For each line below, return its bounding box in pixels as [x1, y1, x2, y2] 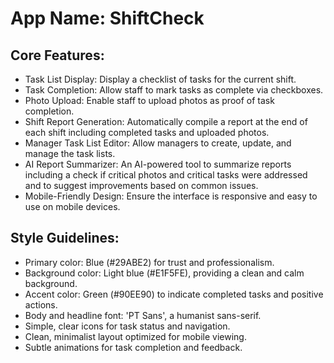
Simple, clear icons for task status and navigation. [24, 320, 231, 332]
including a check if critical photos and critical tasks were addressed [24, 169, 308, 181]
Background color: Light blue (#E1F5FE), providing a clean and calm [24, 267, 305, 279]
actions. [24, 298, 58, 311]
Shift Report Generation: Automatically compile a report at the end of [24, 116, 308, 127]
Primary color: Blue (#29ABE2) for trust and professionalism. [24, 256, 275, 268]
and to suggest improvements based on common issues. [24, 180, 259, 191]
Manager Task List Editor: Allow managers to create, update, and [24, 137, 292, 149]
